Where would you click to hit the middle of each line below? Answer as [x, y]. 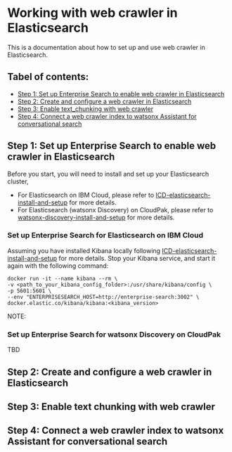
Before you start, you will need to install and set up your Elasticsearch [108, 174]
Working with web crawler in [92, 13]
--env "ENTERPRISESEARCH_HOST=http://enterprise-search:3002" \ [103, 297]
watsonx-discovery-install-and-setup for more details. [96, 217]
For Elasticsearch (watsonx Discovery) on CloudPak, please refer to [115, 209]
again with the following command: [58, 266]
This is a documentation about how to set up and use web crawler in [106, 47]
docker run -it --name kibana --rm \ [63, 278]
